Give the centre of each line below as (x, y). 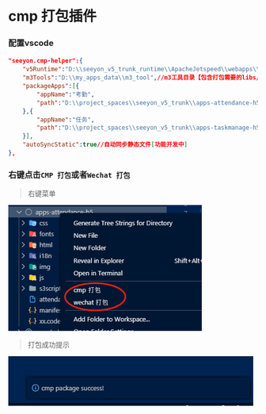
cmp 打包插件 (53, 16)
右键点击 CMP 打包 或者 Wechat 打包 (69, 174)
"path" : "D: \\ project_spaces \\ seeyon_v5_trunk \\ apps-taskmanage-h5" (150, 128)
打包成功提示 (48, 345)
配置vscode (31, 43)
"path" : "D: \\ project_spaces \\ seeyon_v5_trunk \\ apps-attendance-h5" (150, 103)
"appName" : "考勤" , (66, 94)
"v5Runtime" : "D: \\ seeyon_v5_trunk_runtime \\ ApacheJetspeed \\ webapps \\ (141, 69)
